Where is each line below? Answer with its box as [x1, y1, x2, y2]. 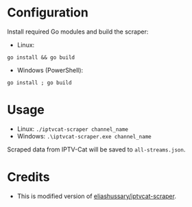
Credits [7, 169, 50, 185]
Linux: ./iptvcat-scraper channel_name [16, 125, 129, 133]
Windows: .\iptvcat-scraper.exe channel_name [16, 132, 152, 140]
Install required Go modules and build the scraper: [7, 27, 149, 36]
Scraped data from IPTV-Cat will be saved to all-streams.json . [7, 145, 186, 154]
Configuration [7, 5, 89, 21]
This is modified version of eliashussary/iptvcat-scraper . [16, 192, 177, 200]
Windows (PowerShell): [16, 66, 84, 74]
